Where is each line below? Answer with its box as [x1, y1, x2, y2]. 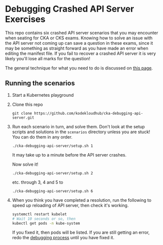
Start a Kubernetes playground [12, 92, 74, 98]
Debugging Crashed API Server [5, 3, 134, 15]
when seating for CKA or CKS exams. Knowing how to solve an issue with [5, 35, 153, 41]
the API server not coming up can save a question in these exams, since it [5, 40, 153, 46]
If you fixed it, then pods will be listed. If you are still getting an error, [12, 229, 150, 235]
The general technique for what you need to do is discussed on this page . [5, 65, 153, 71]
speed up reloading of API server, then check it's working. [12, 202, 129, 208]
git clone [12, 111, 33, 116]
